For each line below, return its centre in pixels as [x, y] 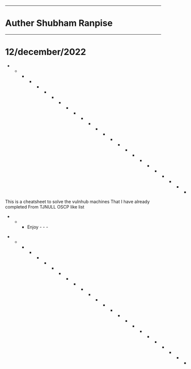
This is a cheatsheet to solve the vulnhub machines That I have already [77, 202]
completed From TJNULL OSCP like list [45, 207]
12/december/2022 [46, 52]
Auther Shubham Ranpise [59, 23]
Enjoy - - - [38, 227]
